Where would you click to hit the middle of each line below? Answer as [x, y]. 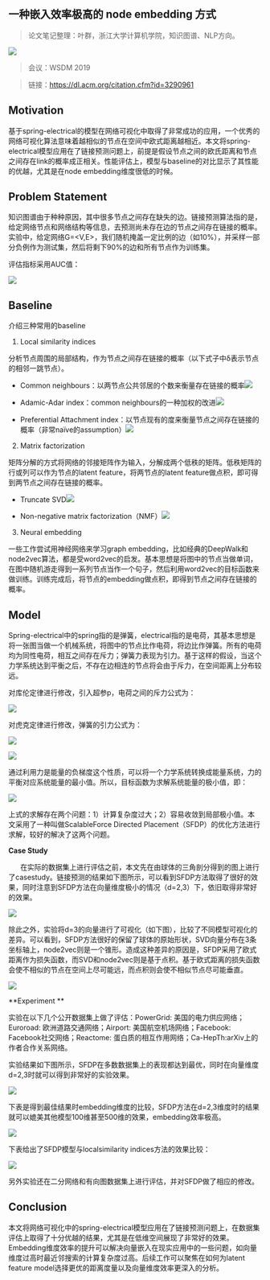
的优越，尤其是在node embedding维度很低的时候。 [93, 171]
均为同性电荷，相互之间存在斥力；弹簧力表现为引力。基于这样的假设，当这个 [135, 656]
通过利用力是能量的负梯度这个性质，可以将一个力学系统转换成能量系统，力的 [135, 772]
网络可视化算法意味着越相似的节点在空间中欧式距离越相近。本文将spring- [130, 141]
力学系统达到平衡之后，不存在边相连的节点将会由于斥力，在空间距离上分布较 [135, 665]
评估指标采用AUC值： [44, 265]
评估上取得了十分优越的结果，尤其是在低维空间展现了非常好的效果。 [121, 1237]
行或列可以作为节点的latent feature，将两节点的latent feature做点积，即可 [130, 472]
